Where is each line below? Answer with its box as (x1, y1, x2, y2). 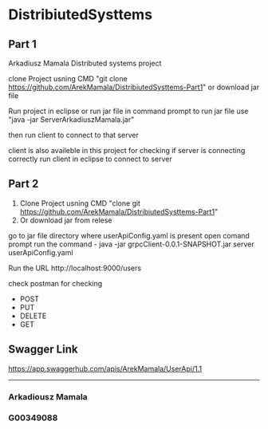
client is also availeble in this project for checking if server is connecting (8, 146, 246, 155)
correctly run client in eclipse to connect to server (8, 154, 173, 163)
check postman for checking (8, 278, 103, 288)
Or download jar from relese (19, 215, 113, 225)
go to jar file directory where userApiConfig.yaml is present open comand (8, 230, 250, 240)
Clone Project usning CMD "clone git (19, 198, 141, 208)
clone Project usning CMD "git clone (8, 74, 128, 83)
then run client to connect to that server (8, 130, 140, 140)
